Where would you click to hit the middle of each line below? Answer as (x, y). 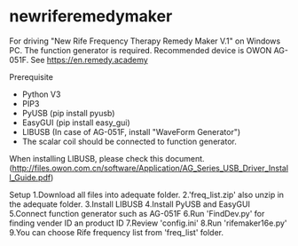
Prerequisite (31, 76)
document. (185, 158)
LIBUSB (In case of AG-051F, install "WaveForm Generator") (131, 131)
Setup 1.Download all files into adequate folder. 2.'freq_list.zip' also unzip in (147, 194)
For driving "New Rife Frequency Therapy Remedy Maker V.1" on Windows (145, 41)
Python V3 (41, 94)
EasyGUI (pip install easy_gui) (76, 123)
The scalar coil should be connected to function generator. (129, 141)
